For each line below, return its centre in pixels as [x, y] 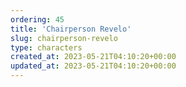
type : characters [46, 47]
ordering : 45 [37, 19]
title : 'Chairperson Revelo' [71, 29]
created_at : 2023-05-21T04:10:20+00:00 [93, 57]
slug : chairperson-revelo [64, 38]
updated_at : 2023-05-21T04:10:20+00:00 [93, 66]
